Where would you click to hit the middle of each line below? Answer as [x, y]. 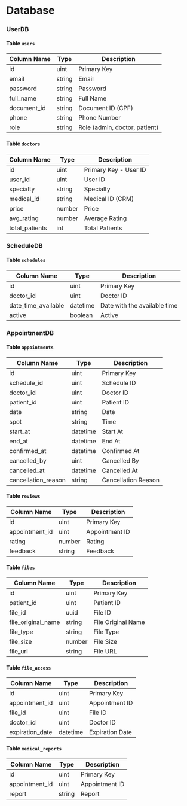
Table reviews [23, 496]
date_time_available [37, 305]
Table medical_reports [34, 748]
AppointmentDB [30, 333]
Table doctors [23, 144]
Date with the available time [139, 305]
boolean [81, 315]
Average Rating [105, 218]
